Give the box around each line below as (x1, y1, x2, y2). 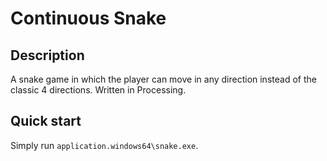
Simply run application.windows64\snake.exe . (10, 139, 199, 151)
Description (10, 47, 85, 64)
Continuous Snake (10, 7, 167, 30)
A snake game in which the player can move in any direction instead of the (10, 73, 317, 85)
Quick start (10, 113, 82, 130)
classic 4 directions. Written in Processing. (10, 84, 187, 96)
